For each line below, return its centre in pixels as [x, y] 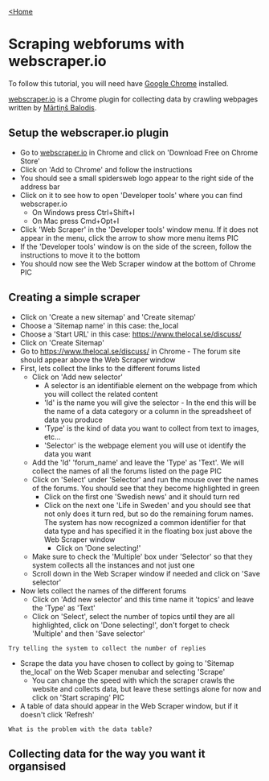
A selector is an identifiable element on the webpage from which [151, 385]
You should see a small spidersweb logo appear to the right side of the [137, 178]
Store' [30, 161]
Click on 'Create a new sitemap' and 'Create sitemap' [108, 316]
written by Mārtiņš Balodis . [53, 107]
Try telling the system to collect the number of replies [107, 648]
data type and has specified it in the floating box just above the [148, 531]
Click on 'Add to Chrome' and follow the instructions [106, 169]
